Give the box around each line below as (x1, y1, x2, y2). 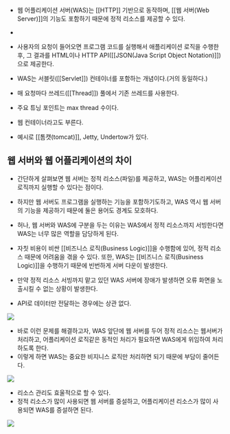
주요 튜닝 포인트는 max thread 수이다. (16, 104, 119, 111)
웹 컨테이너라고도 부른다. (16, 118, 84, 126)
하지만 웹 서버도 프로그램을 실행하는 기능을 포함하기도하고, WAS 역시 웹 (16, 197, 209, 206)
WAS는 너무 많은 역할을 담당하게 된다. (16, 229, 119, 237)
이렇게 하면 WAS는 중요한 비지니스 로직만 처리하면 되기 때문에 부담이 (16, 352, 201, 360)
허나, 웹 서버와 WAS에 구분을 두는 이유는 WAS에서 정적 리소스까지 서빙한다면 (16, 221, 225, 229)
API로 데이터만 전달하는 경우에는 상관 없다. (16, 299, 132, 307)
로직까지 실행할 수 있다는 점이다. (16, 183, 104, 191)
